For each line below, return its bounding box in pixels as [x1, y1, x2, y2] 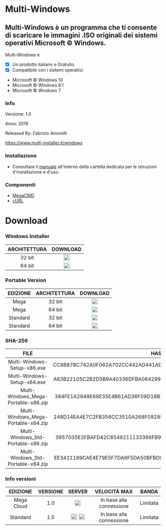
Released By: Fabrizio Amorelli [5, 130, 67, 136]
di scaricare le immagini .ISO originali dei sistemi [5, 31, 158, 39]
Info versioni [5, 475, 36, 482]
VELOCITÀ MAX [94, 488, 133, 495]
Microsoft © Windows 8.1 [12, 82, 64, 88]
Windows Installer [5, 233, 50, 240]
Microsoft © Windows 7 [12, 88, 61, 94]
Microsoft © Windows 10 [12, 77, 63, 83]
